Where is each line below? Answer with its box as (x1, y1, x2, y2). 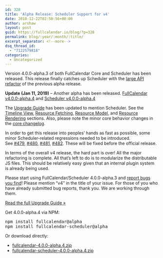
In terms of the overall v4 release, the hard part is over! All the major (5, 150, 142, 156)
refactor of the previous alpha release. (5, 81, 82, 87)
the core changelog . (5, 121, 46, 127)
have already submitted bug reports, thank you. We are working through (5, 185, 150, 191)
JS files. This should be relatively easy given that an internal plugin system (5, 160, 155, 166)
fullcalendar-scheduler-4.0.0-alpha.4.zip (12, 248, 94, 254)
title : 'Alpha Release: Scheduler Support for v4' (5, 12, 110, 17)
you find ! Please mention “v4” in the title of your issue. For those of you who (5, 180, 158, 186)
